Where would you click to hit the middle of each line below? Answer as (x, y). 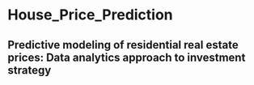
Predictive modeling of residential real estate (123, 45)
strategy (30, 70)
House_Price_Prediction (90, 15)
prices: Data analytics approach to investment (127, 57)
